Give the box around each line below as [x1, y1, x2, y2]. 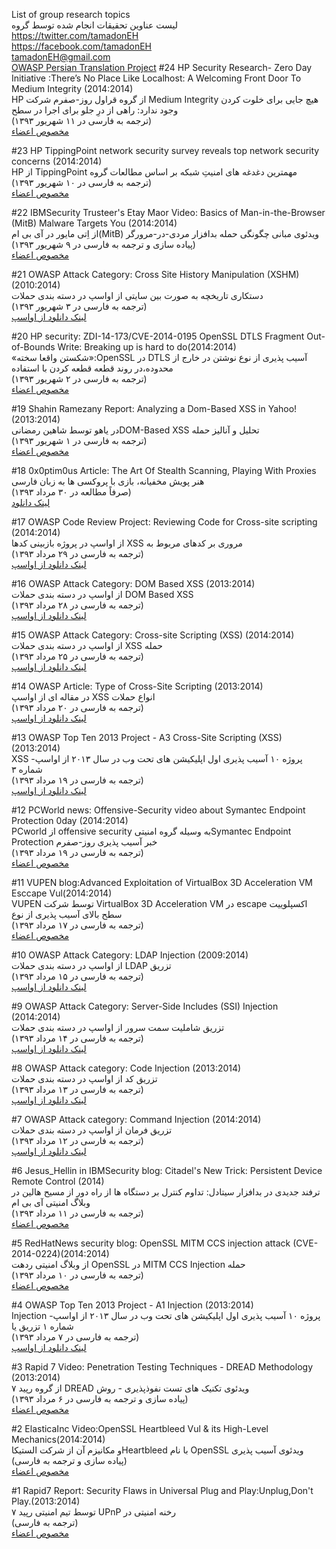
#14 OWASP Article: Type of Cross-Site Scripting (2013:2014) [11, 680, 264, 692]
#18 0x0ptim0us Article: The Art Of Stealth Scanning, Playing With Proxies [11, 465, 317, 476]
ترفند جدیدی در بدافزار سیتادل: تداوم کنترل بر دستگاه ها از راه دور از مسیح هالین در [11, 1186, 321, 1198]
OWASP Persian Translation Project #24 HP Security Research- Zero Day [11, 62, 313, 73]
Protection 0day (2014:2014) [11, 815, 129, 826]
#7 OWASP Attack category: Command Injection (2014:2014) [11, 1114, 262, 1125]
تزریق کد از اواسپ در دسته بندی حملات [11, 1073, 158, 1084]
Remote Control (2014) [11, 1175, 105, 1187]
